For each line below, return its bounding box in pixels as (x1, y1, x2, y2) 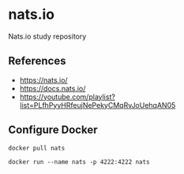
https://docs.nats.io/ (19, 83, 86, 93)
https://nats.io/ (19, 75, 69, 84)
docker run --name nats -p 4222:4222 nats (8, 157, 150, 166)
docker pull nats (8, 144, 66, 152)
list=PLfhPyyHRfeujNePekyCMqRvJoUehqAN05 (19, 100, 176, 109)
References (8, 54, 66, 68)
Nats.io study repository (8, 31, 87, 41)
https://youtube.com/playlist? (19, 92, 116, 102)
